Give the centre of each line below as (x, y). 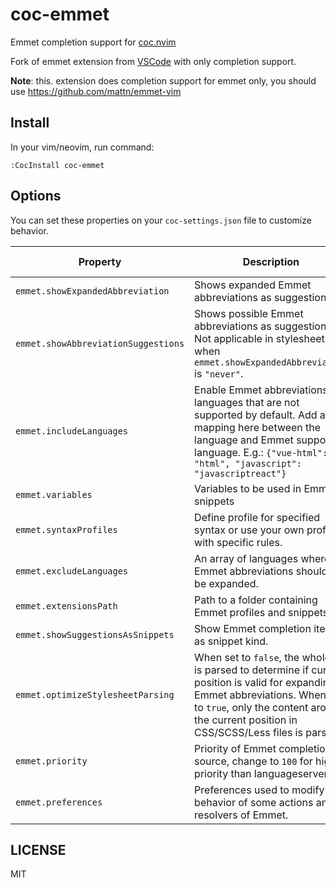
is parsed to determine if (252, 670)
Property (100, 261)
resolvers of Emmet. (241, 815)
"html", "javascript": (248, 463)
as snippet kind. (231, 641)
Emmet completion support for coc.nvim (93, 42)
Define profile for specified (257, 517)
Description (271, 261)
